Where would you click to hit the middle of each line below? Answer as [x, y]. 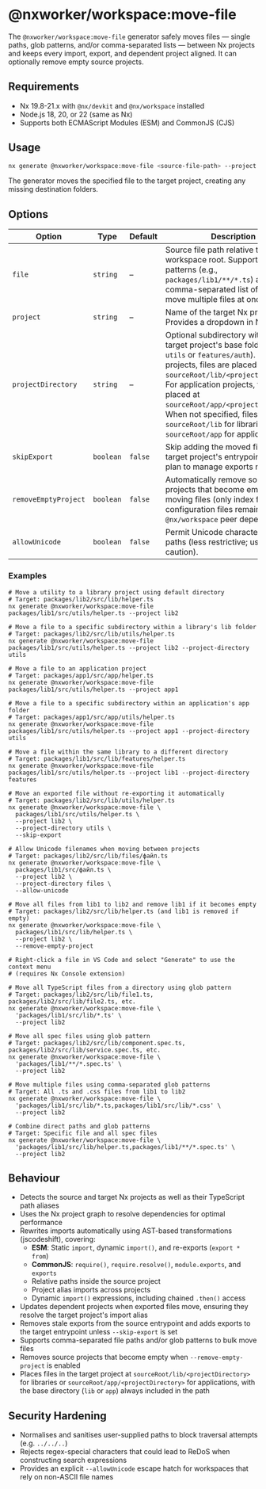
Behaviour [34, 1178]
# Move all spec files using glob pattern [79, 1036]
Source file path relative [209, 250]
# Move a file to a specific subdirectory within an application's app [129, 703]
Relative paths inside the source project [96, 1281]
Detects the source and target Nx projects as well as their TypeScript [132, 1197]
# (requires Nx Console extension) [67, 974]
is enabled [63, 1365]
